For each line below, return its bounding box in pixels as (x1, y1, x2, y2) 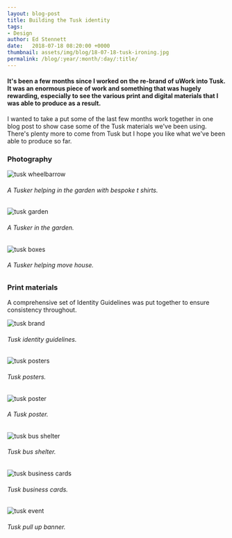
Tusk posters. (7, 373, 47, 381)
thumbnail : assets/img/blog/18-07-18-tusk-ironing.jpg (7, 49, 169, 56)
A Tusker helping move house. (7, 261, 94, 269)
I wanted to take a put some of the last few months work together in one (7, 114, 214, 122)
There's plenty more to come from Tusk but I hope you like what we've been (7, 129, 226, 138)
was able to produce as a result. (7, 99, 101, 108)
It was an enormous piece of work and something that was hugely (7, 84, 201, 93)
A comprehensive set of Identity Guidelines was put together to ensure (7, 299, 210, 307)
